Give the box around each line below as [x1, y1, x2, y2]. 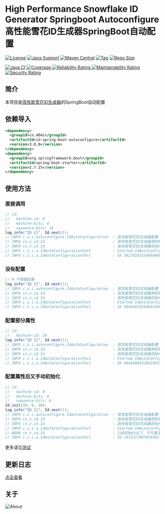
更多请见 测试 [5, 445, 31, 450]
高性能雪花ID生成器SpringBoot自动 [5, 26, 147, 37]
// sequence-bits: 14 [5, 225, 54, 230]
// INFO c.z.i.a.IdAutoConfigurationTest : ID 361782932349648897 [5, 253, 164, 258]
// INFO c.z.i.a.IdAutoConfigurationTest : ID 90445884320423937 [5, 360, 162, 365]
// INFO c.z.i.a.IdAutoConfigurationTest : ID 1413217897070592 [5, 435, 160, 440]
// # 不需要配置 [5, 277, 35, 282]
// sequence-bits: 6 [5, 398, 52, 403]
